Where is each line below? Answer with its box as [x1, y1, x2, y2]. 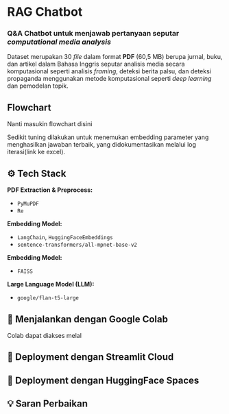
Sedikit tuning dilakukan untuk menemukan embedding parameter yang [7, 133, 209, 141]
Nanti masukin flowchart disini [7, 120, 93, 128]
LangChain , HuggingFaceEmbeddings [16, 233, 113, 241]
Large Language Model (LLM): [7, 280, 95, 289]
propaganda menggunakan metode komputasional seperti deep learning [7, 75, 212, 83]
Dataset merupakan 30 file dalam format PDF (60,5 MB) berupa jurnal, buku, [7, 53, 223, 61]
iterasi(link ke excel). [7, 148, 66, 156]
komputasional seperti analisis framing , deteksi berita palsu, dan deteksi [7, 67, 211, 75]
